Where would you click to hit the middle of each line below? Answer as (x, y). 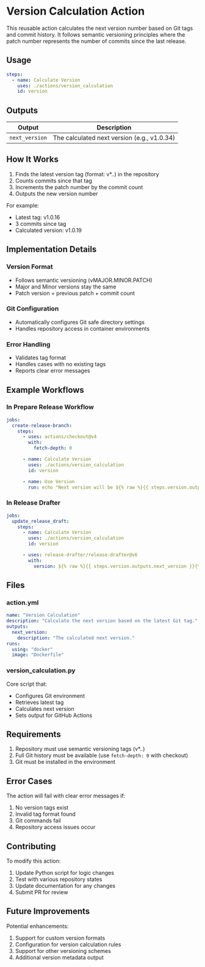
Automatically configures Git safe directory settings (80, 322)
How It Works (33, 160)
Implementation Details (52, 249)
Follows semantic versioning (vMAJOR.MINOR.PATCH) (84, 280)
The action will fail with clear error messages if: (66, 796)
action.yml (23, 602)
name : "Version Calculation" (43, 615)
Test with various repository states (59, 879)
